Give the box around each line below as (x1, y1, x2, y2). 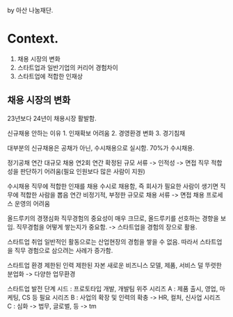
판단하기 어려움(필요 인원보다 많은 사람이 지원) (19, 167, 146, 175)
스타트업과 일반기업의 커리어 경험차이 (17, 63, 118, 72)
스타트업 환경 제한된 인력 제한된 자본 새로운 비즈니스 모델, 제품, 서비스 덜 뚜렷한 (7, 261, 223, 269)
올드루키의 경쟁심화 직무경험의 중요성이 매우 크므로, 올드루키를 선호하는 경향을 (7, 214, 219, 222)
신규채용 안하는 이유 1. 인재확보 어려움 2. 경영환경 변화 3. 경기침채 (7, 129, 186, 137)
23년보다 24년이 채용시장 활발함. (7, 114, 97, 122)
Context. (7, 31, 59, 47)
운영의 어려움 (14, 199, 51, 207)
